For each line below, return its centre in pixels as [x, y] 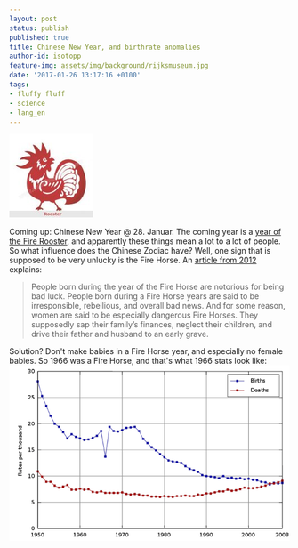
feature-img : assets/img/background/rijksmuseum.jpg [109, 66]
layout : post [33, 19]
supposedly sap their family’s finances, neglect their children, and [152, 325]
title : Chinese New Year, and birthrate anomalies [105, 47]
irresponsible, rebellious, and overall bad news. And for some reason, [158, 306]
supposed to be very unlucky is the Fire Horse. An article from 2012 [133, 260]
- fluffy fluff [37, 93]
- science [28, 103]
